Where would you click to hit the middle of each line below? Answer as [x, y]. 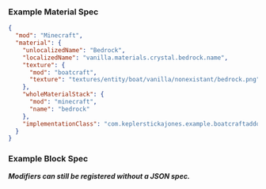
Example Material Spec [53, 12]
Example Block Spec [48, 159]
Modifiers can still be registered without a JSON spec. [99, 176]
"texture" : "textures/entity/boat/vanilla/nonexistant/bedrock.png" [144, 80]
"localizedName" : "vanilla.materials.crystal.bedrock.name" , [125, 58]
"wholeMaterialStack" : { [63, 94]
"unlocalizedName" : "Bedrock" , [74, 50]
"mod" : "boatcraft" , [63, 72]
